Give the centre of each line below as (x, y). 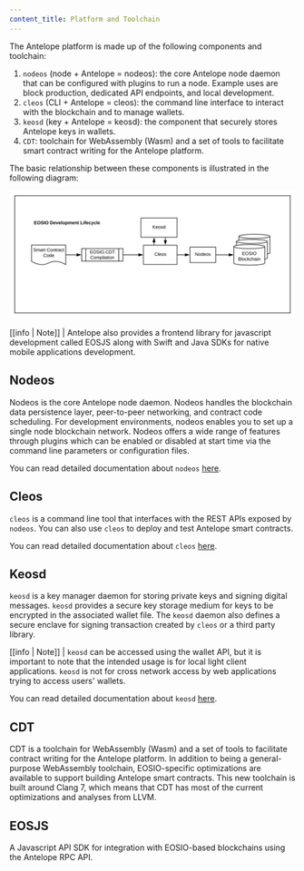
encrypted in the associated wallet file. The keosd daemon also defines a (145, 615)
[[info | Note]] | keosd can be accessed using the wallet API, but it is (135, 652)
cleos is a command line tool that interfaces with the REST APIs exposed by (151, 518)
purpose (25, 768)
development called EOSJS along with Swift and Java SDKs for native (139, 343)
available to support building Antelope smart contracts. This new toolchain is (152, 778)
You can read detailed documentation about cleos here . (113, 545)
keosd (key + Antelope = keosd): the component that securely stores (150, 122)
